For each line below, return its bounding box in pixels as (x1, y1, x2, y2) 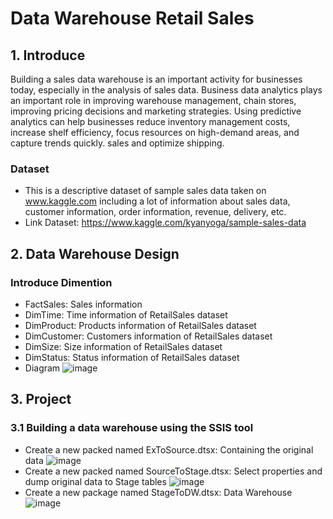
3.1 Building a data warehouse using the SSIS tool (10, 421, 254, 435)
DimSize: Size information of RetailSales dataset (24, 340, 223, 352)
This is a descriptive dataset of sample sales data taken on (24, 185, 267, 197)
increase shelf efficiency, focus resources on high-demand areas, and (10, 127, 300, 138)
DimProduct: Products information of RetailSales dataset (24, 319, 257, 331)
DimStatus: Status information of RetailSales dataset (24, 351, 240, 363)
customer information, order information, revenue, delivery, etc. (24, 206, 287, 218)
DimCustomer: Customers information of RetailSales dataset (24, 330, 273, 342)
